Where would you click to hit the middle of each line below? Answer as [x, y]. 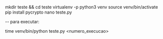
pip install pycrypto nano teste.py [39, 12]
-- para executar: [22, 22]
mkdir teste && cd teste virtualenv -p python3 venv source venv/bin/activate [81, 7]
